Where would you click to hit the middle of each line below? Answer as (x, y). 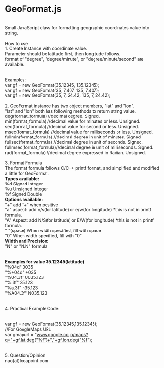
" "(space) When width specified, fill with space (53, 230)
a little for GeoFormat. (27, 173)
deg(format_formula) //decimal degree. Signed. (53, 116)
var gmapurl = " (21, 334)
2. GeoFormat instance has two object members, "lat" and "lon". (70, 106)
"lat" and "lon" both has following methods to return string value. (70, 111)
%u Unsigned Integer (26, 189)
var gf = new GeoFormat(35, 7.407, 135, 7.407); (52, 90)
